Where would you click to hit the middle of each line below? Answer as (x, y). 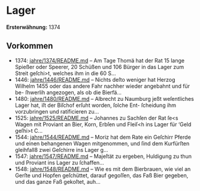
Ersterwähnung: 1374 (34, 27)
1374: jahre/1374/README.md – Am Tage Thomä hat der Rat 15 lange (99, 60)
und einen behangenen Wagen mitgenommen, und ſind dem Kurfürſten (102, 143)
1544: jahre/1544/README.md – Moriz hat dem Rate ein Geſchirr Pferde (103, 137)
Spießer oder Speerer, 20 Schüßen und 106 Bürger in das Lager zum (99, 67)
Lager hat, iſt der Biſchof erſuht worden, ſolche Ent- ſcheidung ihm (96, 105)
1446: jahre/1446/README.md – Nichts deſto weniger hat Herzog (95, 79)
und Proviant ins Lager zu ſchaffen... (60, 162)
